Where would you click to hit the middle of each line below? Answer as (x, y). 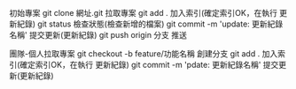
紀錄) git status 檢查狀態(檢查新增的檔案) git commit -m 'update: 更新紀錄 (150, 24)
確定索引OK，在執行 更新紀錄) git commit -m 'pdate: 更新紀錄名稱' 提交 (149, 65)
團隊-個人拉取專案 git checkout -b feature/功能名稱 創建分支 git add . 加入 (144, 54)
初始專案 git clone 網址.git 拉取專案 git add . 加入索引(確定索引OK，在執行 (143, 13)
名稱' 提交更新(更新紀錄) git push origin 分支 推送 (98, 35)
